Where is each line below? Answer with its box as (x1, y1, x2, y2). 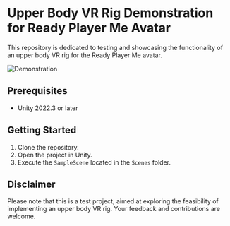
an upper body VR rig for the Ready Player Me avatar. (7, 51, 162, 59)
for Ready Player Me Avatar (7, 20, 171, 36)
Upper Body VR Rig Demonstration (7, 5, 214, 21)
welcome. (7, 212, 36, 220)
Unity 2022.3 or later (17, 104, 78, 112)
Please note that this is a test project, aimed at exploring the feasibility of (7, 197, 219, 206)
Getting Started (7, 124, 77, 136)
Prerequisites (7, 85, 68, 97)
